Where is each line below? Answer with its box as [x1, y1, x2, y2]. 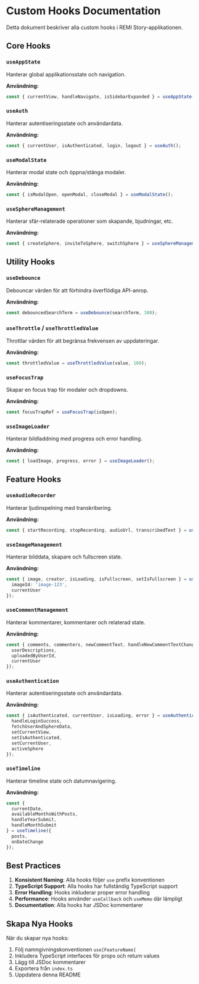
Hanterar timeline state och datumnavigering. [6, 777, 117, 784]
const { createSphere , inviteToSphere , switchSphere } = [6, 241, 150, 247]
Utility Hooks [6, 257, 55, 267]
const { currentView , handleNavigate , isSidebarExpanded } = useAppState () [6, 94, 197, 100]
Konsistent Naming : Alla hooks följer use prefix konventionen [14, 876, 165, 884]
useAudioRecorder [6, 492, 56, 499]
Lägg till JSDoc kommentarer [14, 959, 86, 966]
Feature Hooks [6, 474, 62, 484]
